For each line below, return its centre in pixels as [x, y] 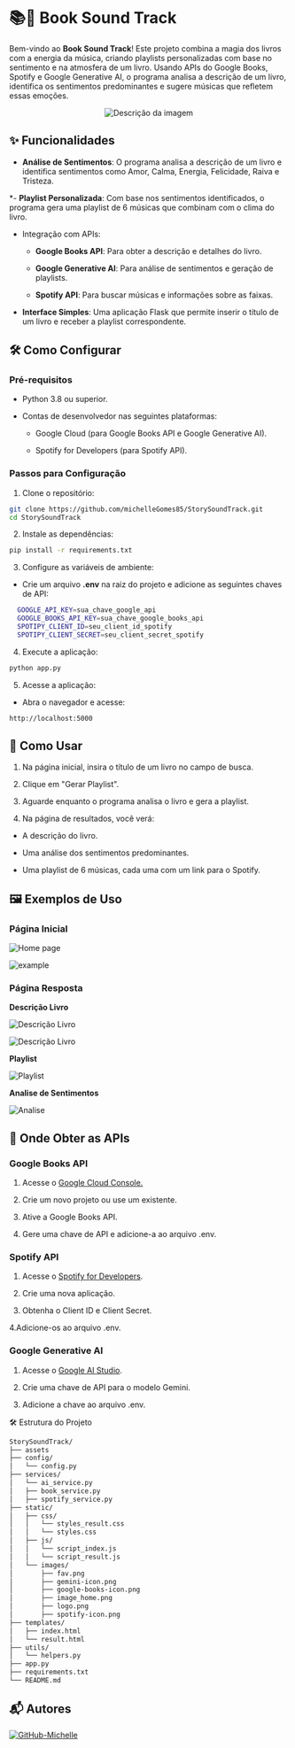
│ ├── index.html [45, 1631]
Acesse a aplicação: [58, 685]
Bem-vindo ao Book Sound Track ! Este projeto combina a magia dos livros [145, 48]
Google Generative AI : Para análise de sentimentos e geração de [154, 268]
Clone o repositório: [58, 492]
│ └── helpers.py [45, 1656]
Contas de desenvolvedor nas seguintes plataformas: [119, 416]
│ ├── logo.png [49, 1606]
